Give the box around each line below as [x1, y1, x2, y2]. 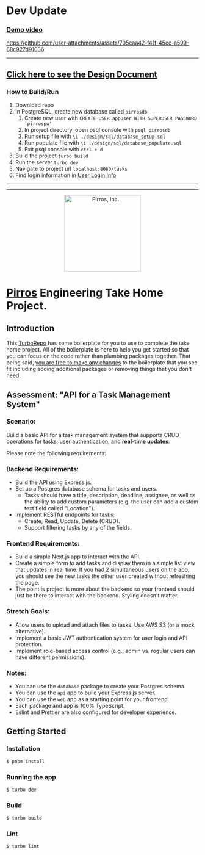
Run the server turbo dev [15, 159, 79, 166]
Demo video [6, 26, 43, 34]
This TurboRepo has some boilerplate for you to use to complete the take [6, 339, 190, 347]
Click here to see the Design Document [6, 69, 157, 79]
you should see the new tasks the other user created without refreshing [15, 572, 195, 580]
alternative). [15, 627, 46, 635]
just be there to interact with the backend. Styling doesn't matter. [15, 592, 179, 599]
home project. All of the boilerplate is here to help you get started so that [6, 346, 189, 353]
